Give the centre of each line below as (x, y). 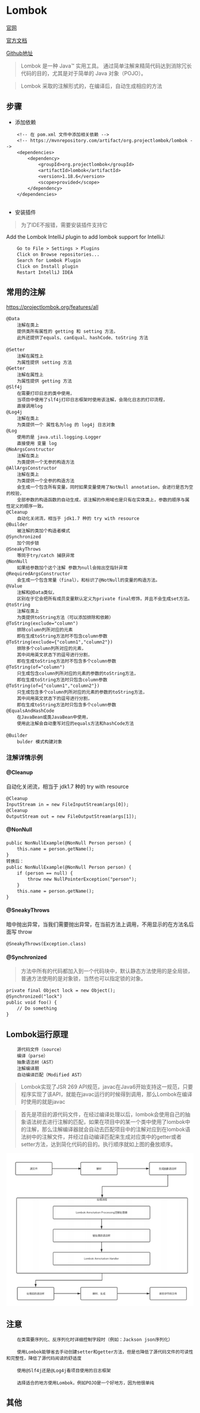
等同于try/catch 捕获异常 (46, 555)
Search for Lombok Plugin (49, 260)
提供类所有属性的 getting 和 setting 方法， (68, 331)
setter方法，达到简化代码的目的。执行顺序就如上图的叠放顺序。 (98, 1144)
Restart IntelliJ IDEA (45, 272)
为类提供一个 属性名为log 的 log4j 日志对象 (66, 425)
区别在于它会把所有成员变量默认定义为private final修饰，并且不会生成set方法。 (104, 599)
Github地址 (20, 53)
